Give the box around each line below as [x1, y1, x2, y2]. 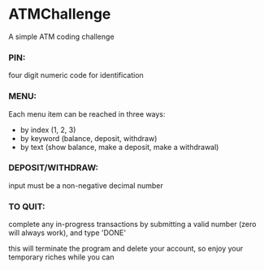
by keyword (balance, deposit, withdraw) [19, 133, 158, 143]
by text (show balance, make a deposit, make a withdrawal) [19, 142, 219, 152]
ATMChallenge [8, 5, 111, 24]
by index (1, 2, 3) [19, 125, 76, 135]
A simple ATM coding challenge [8, 32, 115, 41]
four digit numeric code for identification [8, 71, 144, 80]
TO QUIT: [8, 200, 45, 212]
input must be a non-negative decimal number [8, 180, 164, 191]
